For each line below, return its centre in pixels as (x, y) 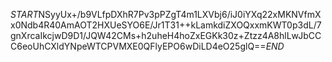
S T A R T (24, 14)
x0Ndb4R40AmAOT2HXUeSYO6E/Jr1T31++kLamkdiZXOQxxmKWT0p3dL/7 (166, 25)
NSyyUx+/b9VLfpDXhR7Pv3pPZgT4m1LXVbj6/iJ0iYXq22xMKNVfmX (180, 14)
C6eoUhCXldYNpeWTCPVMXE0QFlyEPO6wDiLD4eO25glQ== (138, 46)
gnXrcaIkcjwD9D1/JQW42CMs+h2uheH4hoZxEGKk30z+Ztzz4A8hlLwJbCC (166, 35)
